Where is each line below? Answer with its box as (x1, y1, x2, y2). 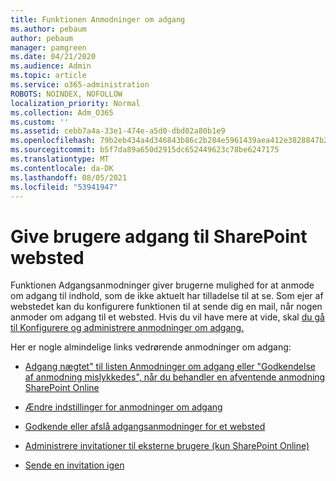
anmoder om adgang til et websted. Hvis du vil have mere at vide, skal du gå (10, 311, 325, 323)
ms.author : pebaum (10, 24, 87, 34)
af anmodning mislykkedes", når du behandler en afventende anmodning (24, 371, 326, 383)
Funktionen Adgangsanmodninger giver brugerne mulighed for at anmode (10, 279, 315, 291)
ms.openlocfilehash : (10, 136, 97, 146)
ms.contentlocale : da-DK (10, 163, 114, 173)
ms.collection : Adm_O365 (10, 107, 114, 118)
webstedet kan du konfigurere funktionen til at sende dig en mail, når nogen (10, 301, 323, 313)
